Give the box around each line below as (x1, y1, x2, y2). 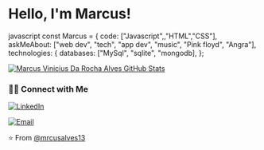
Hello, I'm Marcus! (8, 5, 131, 23)
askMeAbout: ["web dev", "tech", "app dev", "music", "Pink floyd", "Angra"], (8, 39, 257, 49)
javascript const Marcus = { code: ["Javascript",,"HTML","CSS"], (8, 31, 218, 41)
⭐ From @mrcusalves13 (8, 133, 86, 143)
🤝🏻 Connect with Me (8, 83, 89, 94)
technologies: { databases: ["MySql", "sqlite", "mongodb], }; (8, 48, 204, 57)
